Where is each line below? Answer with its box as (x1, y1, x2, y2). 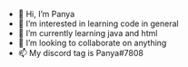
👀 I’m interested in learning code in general (17, 18, 179, 29)
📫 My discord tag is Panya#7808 (17, 48, 143, 58)
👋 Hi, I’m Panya (17, 9, 75, 19)
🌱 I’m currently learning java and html (17, 28, 158, 38)
